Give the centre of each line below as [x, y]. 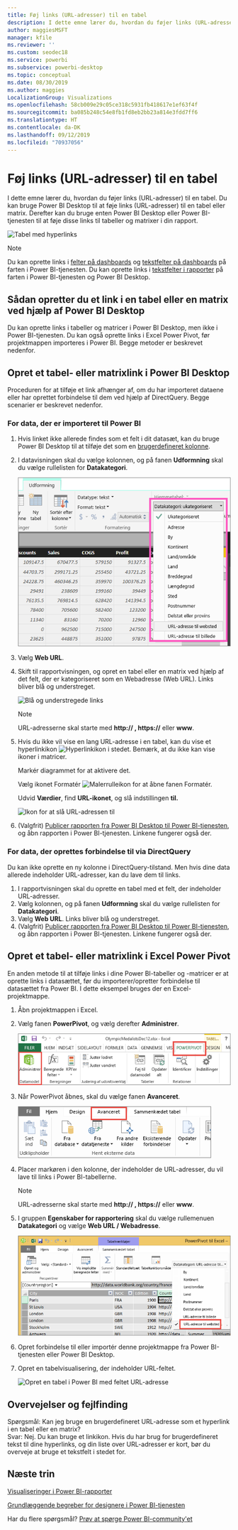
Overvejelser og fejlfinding [68, 1405]
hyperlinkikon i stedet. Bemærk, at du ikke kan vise [117, 749]
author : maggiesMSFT [38, 30]
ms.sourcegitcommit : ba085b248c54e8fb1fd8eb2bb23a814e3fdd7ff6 [103, 113]
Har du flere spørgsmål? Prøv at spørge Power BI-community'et [100, 1519]
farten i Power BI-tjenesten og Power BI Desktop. [79, 277]
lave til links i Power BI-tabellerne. [67, 1177]
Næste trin [31, 1474]
